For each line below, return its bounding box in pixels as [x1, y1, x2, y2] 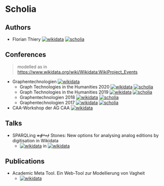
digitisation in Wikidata [12, 138, 59, 143]
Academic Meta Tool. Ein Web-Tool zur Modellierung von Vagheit [12, 170, 145, 176]
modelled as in [17, 63, 47, 70]
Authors [5, 23, 31, 32]
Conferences [5, 50, 46, 59]
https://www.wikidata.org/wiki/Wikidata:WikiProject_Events [17, 69, 138, 75]
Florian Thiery [12, 36, 41, 42]
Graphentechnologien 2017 [19, 99, 75, 105]
